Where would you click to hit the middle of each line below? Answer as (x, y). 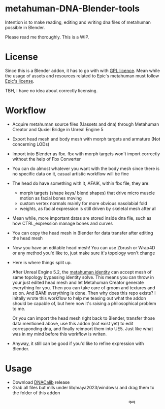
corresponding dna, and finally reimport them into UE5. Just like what (82, 329)
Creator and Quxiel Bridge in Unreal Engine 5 (58, 129)
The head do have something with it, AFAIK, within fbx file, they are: (81, 183)
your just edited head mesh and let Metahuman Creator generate (78, 282)
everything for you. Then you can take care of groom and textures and (83, 288)
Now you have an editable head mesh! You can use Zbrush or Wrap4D (83, 247)
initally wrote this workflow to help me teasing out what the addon (79, 298)
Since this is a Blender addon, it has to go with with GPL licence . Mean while (82, 70)
